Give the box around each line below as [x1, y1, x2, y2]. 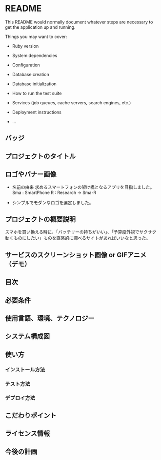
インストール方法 [5, 366, 45, 373]
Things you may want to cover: [5, 34, 67, 39]
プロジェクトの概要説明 [5, 215, 76, 223]
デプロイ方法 [5, 395, 36, 402]
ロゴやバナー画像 [5, 170, 57, 178]
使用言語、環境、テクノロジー [5, 314, 95, 322]
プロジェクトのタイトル [5, 152, 76, 160]
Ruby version [12, 43, 39, 49]
